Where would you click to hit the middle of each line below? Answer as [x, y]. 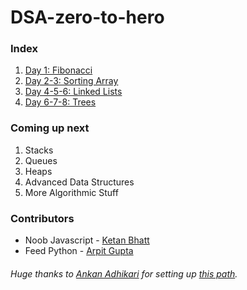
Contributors [42, 218]
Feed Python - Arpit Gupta [79, 251]
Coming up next [50, 128]
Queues [41, 160]
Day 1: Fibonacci [58, 70]
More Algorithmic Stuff [71, 192]
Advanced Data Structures [79, 182]
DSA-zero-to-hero [87, 17]
